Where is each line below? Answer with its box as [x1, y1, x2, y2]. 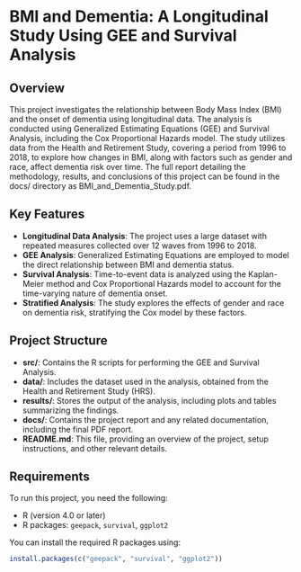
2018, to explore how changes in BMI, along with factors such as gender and [9, 152, 293, 163]
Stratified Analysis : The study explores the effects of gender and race [22, 297, 285, 308]
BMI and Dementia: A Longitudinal [9, 6, 270, 27]
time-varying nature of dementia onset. [22, 288, 168, 299]
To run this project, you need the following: [9, 493, 168, 504]
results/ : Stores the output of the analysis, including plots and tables [22, 395, 277, 406]
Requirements [9, 469, 90, 485]
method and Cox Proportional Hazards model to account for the [46, 278, 281, 289]
